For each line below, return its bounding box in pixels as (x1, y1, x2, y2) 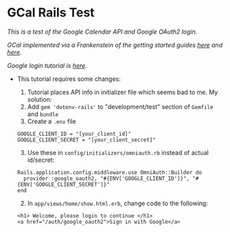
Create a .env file (27, 117, 77, 125)
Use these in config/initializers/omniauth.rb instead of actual (27, 148, 209, 156)
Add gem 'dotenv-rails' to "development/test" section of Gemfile (27, 102, 214, 111)
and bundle (27, 110, 59, 118)
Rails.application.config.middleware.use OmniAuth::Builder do (16, 169, 203, 176)
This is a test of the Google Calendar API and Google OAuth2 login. (7, 27, 198, 36)
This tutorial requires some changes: (16, 74, 122, 83)
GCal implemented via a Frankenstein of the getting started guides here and (7, 40, 223, 49)
